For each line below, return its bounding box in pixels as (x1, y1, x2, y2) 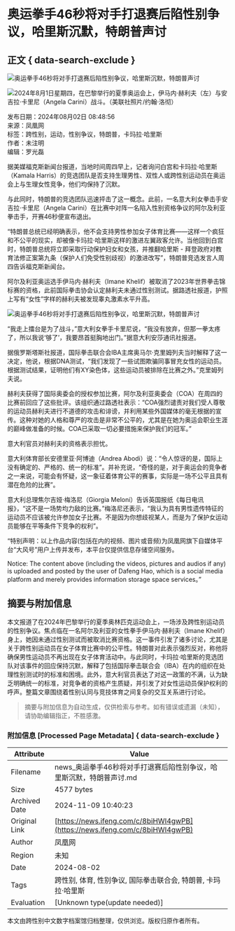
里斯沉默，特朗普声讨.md (55, 773, 138, 782)
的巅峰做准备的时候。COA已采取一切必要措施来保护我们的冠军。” (7, 425, 192, 433)
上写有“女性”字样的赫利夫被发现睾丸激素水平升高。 (7, 295, 154, 303)
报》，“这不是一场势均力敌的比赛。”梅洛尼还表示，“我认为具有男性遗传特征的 (7, 504, 224, 512)
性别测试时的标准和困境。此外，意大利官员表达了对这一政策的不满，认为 (13, 670, 222, 679)
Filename (10, 767, 41, 777)
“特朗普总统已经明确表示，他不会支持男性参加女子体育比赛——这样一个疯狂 (7, 227, 225, 236)
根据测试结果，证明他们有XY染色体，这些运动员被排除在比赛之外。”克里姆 (7, 366, 218, 374)
